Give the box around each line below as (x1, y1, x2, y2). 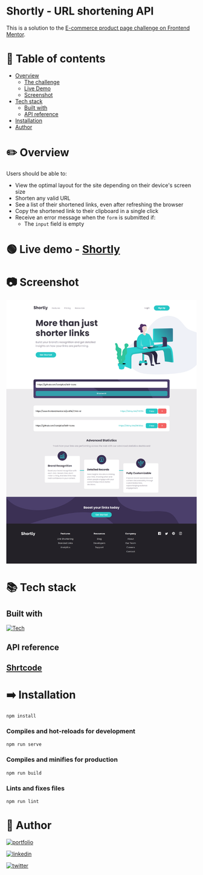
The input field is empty (24, 220, 85, 228)
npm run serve (6, 741, 42, 748)
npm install (6, 713, 36, 719)
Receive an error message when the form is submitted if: (14, 214, 156, 221)
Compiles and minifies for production (6, 755, 118, 764)
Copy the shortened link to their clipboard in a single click (14, 207, 159, 214)
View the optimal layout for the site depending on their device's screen (14, 182, 192, 189)
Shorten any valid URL (14, 194, 71, 202)
